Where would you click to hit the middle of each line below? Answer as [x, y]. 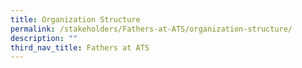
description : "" [44, 38]
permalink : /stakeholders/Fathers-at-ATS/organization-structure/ [151, 29]
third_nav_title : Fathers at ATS [80, 47]
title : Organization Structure [75, 19]
